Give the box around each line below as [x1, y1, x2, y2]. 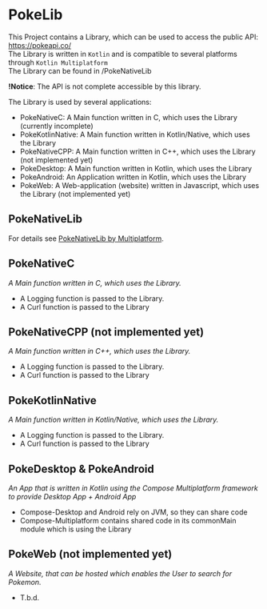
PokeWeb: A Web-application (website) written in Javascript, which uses [19, 180, 260, 190]
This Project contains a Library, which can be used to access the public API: [8, 32, 258, 42]
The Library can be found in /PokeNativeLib [8, 66, 152, 75]
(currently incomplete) [19, 121, 94, 130]
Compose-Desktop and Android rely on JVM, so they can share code [19, 507, 248, 517]
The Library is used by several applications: [8, 97, 152, 106]
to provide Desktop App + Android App [8, 492, 137, 501]
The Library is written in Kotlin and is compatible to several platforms [8, 49, 237, 58]
